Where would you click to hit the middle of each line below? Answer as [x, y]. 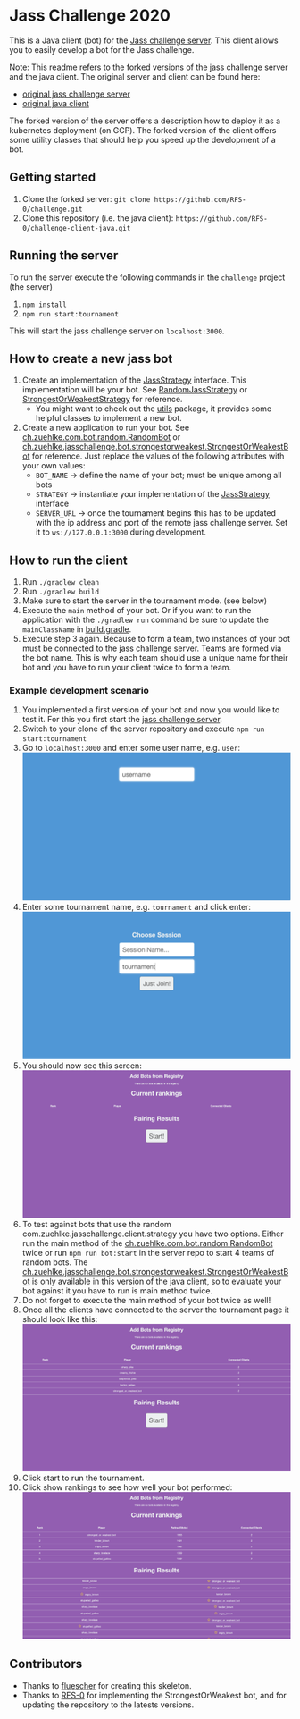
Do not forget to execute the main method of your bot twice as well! [146, 1301]
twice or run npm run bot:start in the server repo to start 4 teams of [148, 1253]
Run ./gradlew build [61, 592]
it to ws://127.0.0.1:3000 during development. [121, 532]
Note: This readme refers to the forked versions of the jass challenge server [149, 67]
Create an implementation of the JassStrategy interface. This [134, 380]
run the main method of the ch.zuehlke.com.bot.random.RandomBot [147, 1243]
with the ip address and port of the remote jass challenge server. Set [162, 523]
